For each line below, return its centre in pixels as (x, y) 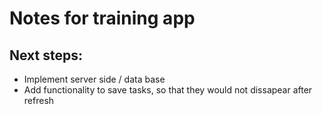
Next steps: (46, 55)
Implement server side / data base (94, 79)
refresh (39, 100)
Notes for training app (102, 18)
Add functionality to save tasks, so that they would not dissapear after (168, 90)
